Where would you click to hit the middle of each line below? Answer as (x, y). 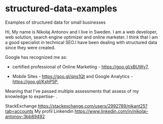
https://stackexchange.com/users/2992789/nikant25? (93, 106)
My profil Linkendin (54, 111)
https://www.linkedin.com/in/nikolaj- (111, 111)
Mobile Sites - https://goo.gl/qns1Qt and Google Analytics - (73, 76)
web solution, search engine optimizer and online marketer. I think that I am (81, 37)
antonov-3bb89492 (25, 116)
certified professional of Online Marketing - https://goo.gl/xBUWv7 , (81, 67)
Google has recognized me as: (36, 57)
